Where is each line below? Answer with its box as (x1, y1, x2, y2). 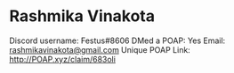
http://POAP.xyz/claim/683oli (9, 54, 116, 64)
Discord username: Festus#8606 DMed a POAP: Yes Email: (9, 35, 226, 46)
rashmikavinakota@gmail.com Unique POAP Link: (9, 44, 191, 55)
